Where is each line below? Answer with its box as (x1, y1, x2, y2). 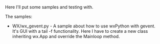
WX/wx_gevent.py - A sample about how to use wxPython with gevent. (12, 23, 156, 29)
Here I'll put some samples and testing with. (5, 4, 94, 10)
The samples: (5, 14, 33, 19)
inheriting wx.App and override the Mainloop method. (12, 34, 120, 39)
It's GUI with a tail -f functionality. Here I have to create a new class (12, 28, 148, 34)
